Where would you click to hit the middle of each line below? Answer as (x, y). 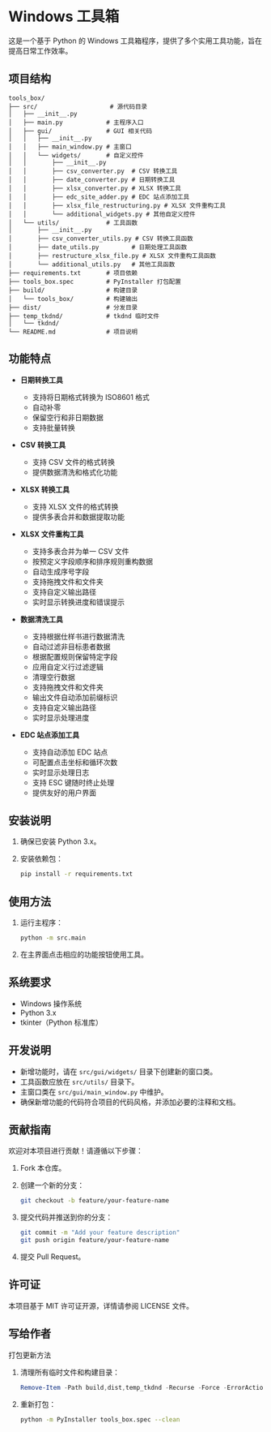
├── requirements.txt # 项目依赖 (73, 273)
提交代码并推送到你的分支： (66, 1217)
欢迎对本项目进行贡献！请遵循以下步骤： (76, 1151)
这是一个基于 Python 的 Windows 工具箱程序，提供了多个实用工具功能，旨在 (135, 41)
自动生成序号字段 (61, 571)
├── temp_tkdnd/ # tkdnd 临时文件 (84, 316)
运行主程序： (41, 922)
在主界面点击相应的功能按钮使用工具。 (84, 954)
